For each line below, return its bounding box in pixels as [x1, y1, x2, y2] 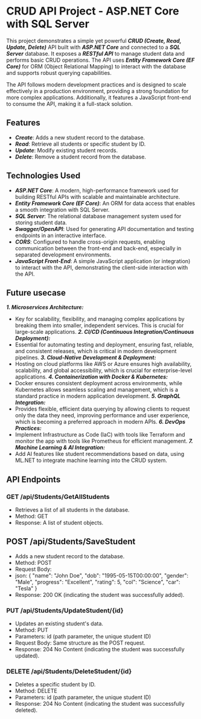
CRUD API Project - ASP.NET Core [6, 4, 179, 18]
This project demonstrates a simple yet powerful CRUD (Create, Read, [6, 37, 182, 44]
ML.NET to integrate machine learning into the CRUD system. [14, 457, 167, 464]
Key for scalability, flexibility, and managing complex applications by [14, 316, 185, 323]
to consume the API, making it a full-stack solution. [6, 100, 133, 107]
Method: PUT [14, 626, 48, 634]
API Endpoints [6, 474, 61, 484]
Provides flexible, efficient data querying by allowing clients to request [14, 405, 190, 412]
